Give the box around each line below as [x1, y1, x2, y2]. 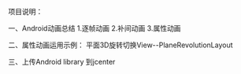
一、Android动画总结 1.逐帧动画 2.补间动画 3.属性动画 [8, 24, 181, 33]
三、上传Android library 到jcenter [8, 57, 116, 66]
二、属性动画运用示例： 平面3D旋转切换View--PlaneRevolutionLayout [8, 40, 234, 50]
